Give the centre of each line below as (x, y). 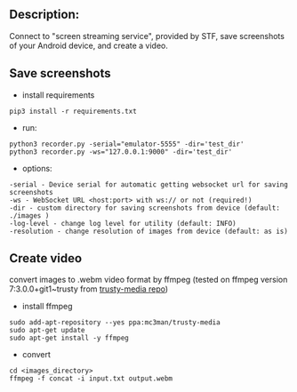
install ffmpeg (47, 307)
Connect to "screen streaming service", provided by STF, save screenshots (147, 36)
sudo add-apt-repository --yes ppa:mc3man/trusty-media (115, 323)
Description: (44, 15)
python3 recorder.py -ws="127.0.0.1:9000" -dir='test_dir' (121, 152)
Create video (46, 258)
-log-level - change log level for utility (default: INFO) (123, 223)
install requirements (58, 95)
